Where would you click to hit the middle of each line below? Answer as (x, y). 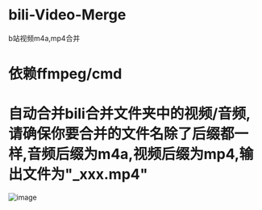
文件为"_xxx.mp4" (85, 174)
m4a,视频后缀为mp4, (168, 154)
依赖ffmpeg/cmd (65, 74)
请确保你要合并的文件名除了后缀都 (122, 134)
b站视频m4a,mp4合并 (44, 38)
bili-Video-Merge (67, 15)
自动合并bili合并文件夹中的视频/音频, (130, 114)
